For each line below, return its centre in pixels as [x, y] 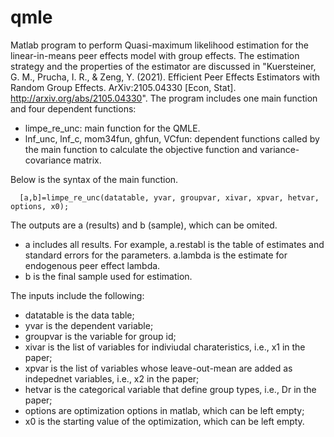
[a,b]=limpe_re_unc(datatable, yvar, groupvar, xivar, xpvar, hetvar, [169, 197]
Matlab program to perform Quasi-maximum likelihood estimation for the [159, 45]
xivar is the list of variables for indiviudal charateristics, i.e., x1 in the [165, 347]
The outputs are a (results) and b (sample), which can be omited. [144, 225]
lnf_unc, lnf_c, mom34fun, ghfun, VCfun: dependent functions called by [172, 138]
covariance [48, 160]
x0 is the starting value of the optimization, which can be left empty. [164, 421]
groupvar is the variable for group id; [100, 336]
